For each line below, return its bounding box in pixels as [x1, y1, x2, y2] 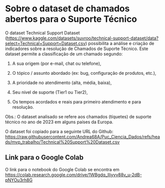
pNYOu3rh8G [5, 177, 33, 183]
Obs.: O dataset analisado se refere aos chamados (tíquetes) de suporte [5, 113, 152, 119]
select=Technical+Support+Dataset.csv [5, 40, 86, 46]
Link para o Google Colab [5, 153, 84, 162]
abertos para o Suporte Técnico [5, 13, 137, 25]
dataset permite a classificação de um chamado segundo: [5, 50, 123, 57]
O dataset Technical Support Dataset [5, 30, 80, 36]
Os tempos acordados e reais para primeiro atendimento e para [12, 98, 141, 104]
